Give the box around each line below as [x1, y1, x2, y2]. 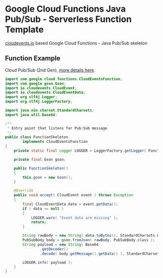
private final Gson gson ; [14, 157, 66, 162]
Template [5, 24, 44, 35]
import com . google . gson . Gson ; [5, 81, 66, 86]
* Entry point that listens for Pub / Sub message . [7, 125, 110, 131]
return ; [31, 220, 47, 225]
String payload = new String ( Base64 [22, 242, 98, 247]
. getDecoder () [39, 246, 68, 251]
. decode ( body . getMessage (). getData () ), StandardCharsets [39, 251, 162, 256]
